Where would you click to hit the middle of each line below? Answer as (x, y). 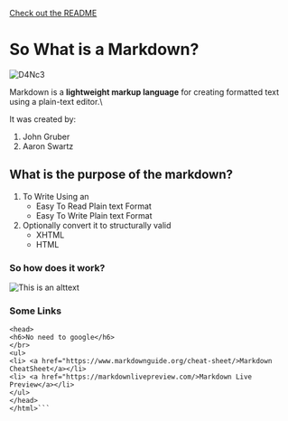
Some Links (35, 311)
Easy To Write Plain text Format (94, 215)
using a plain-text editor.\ (56, 101)
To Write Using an (56, 196)
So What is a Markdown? (104, 50)
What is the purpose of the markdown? (121, 175)
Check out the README (53, 13)
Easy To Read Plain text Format (93, 206)
